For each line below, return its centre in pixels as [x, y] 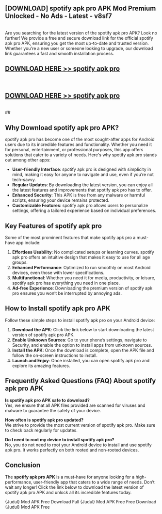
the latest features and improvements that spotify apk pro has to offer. [82, 190]
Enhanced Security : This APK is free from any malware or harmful [79, 195]
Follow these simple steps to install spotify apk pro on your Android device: [80, 320]
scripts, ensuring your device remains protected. [61, 200]
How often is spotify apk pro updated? [44, 420]
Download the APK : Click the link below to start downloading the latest [83, 329]
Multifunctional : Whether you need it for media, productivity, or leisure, [84, 278]
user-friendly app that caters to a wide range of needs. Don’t [94, 482]
